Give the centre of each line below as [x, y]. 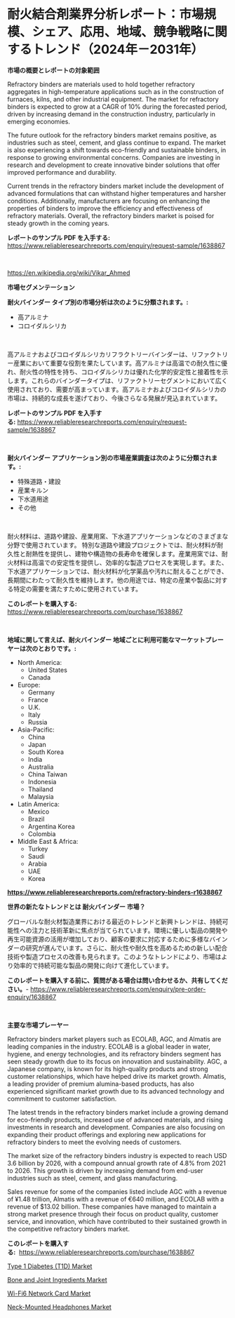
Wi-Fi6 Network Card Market [49, 1293]
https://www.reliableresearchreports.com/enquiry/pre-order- [118, 989]
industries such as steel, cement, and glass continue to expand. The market [117, 142]
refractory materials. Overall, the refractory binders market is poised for [111, 215]
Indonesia [42, 781]
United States [48, 670]
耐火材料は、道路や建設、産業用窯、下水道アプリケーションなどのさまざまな [118, 536]
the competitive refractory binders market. [68, 1229]
